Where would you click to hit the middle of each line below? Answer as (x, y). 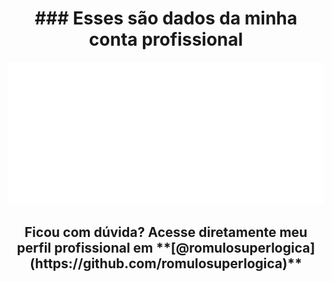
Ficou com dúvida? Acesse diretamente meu (166, 232)
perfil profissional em (85, 248)
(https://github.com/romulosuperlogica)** (166, 263)
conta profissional (166, 39)
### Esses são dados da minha (166, 18)
